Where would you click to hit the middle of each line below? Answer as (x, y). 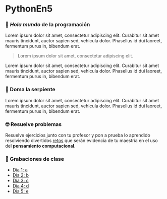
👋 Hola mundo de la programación (48, 25)
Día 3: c (20, 181)
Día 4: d (21, 186)
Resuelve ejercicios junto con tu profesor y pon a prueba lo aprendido (78, 135)
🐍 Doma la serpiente (30, 90)
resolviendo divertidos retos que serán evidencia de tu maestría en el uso (81, 141)
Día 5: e (20, 191)
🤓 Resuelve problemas (34, 124)
